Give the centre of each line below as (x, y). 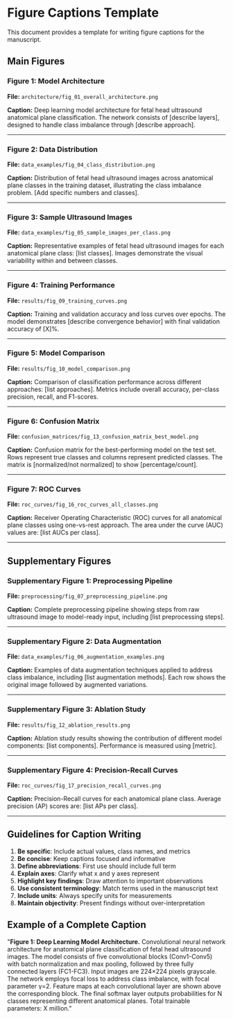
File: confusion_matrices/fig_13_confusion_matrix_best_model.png (103, 436)
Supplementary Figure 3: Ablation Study (77, 709)
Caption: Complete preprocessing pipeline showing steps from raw (103, 610)
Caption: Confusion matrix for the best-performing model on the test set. (112, 450)
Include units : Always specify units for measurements (94, 895)
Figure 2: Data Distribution (53, 149)
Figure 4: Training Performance (61, 285)
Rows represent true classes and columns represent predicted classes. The (115, 457)
